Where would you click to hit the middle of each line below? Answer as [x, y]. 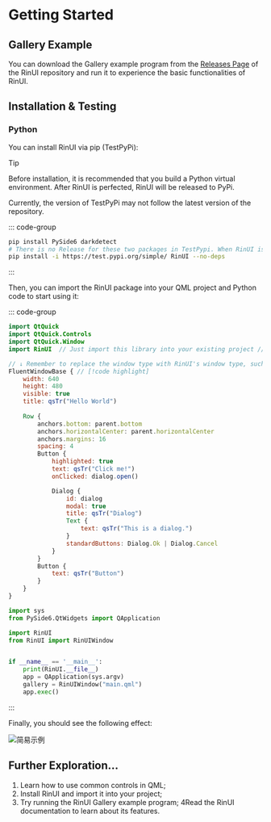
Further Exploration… [64, 766]
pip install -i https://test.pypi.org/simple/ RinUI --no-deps [117, 257]
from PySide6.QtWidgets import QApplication [84, 618]
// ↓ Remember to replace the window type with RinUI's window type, [128, 364]
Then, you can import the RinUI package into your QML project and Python [132, 287]
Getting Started [61, 15]
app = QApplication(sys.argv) [74, 677]
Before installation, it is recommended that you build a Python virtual [122, 178]
